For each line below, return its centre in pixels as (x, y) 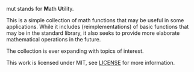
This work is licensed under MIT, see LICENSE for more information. (91, 63)
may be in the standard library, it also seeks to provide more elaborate (93, 33)
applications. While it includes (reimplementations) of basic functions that (98, 27)
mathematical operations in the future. (54, 39)
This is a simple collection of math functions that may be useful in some (95, 20)
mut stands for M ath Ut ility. (40, 9)
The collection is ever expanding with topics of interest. (75, 51)
